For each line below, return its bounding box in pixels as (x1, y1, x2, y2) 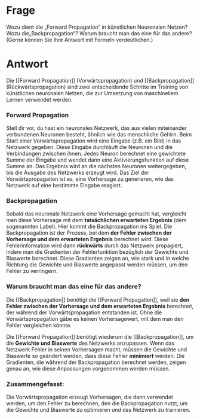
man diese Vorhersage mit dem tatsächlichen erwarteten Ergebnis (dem (6, 217, 187, 224)
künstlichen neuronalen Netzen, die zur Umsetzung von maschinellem (6, 89, 179, 96)
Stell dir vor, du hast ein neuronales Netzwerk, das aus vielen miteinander (6, 125, 187, 132)
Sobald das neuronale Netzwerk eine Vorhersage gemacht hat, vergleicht (6, 210, 187, 217)
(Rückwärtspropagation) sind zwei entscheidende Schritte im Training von (6, 83, 189, 90)
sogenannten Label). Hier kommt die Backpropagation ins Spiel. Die (6, 223, 173, 230)
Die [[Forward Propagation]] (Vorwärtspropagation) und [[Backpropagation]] (6, 77, 195, 84)
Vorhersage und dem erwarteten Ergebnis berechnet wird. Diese (6, 236, 168, 243)
